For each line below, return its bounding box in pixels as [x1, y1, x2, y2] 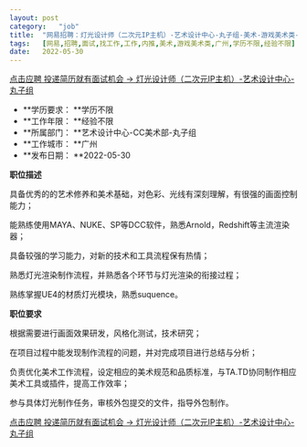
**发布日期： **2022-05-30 [22, 150, 131, 161]
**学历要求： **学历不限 [22, 104, 114, 115]
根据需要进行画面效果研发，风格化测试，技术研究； [9, 327, 202, 338]
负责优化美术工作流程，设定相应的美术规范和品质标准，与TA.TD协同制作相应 [9, 367, 297, 378]
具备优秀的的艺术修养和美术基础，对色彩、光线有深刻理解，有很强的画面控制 [9, 189, 298, 200]
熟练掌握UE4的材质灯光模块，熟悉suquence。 [9, 289, 183, 300]
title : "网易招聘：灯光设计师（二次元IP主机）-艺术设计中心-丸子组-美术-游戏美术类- [9, 30, 300, 39]
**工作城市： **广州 [22, 139, 98, 150]
